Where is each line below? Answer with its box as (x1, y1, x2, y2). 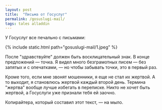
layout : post (5, 7, 32, 12)
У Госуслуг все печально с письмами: (5, 35, 85, 41)
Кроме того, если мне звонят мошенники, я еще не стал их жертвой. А (5, 74, 156, 80)
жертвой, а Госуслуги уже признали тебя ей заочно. (5, 90, 116, 96)
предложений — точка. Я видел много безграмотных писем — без (5, 59, 146, 65)
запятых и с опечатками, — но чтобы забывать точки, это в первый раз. (5, 64, 158, 70)
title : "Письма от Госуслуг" (5, 12, 68, 17)
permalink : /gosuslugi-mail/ (5, 16, 65, 21)
